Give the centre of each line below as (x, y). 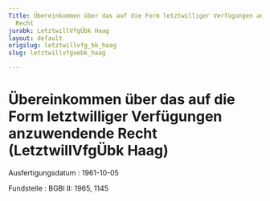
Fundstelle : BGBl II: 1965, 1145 (59, 188)
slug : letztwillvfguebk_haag (57, 53)
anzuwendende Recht (83, 134)
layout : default (35, 38)
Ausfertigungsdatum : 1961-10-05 (63, 172)
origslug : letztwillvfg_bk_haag (62, 46)
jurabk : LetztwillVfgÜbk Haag (59, 30)
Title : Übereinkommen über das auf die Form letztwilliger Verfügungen (131, 16)
